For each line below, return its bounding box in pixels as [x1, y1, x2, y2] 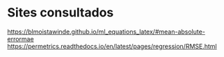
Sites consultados [7, 5, 114, 21]
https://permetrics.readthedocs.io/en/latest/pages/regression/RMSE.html [7, 42, 217, 50]
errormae [7, 34, 34, 43]
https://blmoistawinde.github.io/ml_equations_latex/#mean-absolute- [7, 27, 205, 36]
